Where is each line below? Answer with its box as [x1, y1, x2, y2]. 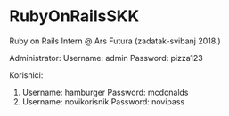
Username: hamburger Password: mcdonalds [21, 87, 189, 97]
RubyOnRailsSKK [9, 6, 140, 27]
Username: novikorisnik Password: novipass [21, 96, 185, 107]
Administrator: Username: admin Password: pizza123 [9, 52, 203, 63]
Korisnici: [9, 69, 44, 81]
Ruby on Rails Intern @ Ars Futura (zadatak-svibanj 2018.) [9, 35, 221, 46]
